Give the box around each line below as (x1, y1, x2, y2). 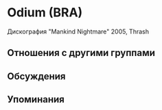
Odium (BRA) (7, 5, 83, 20)
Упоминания (7, 94, 65, 105)
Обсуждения (7, 70, 66, 82)
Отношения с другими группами (7, 47, 156, 59)
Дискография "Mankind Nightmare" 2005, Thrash (7, 27, 150, 36)
